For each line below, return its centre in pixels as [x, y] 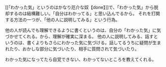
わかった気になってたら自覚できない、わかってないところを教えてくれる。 [81, 59]
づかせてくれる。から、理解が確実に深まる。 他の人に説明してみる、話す [80, 36]
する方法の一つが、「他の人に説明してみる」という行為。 [63, 20]
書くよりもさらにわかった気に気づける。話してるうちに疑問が [89, 43]
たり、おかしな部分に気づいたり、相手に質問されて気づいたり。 [74, 49]
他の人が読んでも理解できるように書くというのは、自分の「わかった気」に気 [83, 30]
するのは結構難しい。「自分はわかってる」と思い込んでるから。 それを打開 [84, 13]
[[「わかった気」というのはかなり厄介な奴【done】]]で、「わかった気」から [80, 7]
